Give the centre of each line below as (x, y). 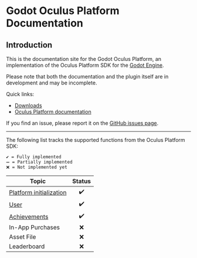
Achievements (29, 216)
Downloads (28, 106)
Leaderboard (27, 246)
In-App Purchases (35, 227)
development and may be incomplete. (52, 83)
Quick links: (20, 94)
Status (82, 181)
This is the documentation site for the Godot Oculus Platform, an (84, 59)
